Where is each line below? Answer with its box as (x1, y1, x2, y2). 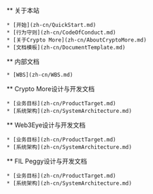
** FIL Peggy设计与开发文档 (6, 157, 87, 165)
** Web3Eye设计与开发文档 (6, 121, 86, 129)
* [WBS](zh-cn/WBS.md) (6, 71, 73, 78)
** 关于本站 (6, 6, 39, 14)
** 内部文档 (6, 57, 39, 66)
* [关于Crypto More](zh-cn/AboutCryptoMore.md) (6, 37, 147, 44)
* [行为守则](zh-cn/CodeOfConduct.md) (6, 29, 117, 36)
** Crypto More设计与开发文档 (6, 85, 95, 93)
